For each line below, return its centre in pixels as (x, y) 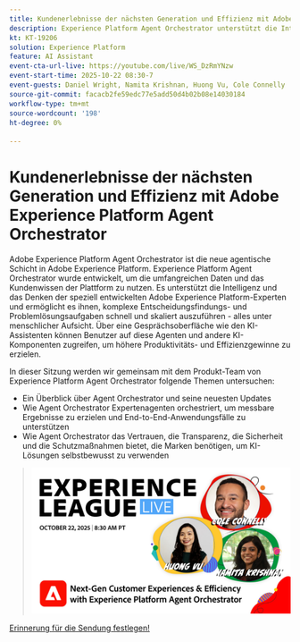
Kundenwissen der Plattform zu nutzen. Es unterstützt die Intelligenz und (143, 288)
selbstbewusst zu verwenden (115, 455)
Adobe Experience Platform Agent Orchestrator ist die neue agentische (140, 259)
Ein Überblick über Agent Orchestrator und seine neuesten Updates (147, 399)
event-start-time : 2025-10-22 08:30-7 (81, 76)
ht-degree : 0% (36, 122)
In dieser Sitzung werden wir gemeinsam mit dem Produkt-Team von (135, 372)
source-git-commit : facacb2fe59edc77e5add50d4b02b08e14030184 (127, 94)
